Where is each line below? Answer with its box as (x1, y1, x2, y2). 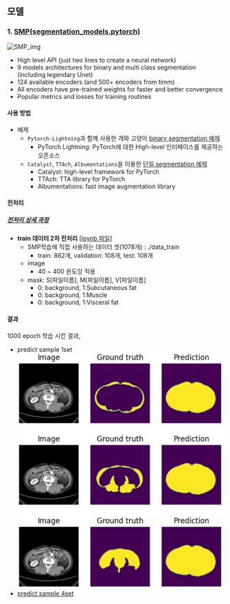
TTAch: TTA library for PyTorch (37, 175, 126, 183)
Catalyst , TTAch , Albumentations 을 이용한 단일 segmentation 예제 (27, 159, 207, 168)
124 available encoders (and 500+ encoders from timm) (16, 78, 175, 86)
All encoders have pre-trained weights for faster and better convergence (16, 85, 223, 93)
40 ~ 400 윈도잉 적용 (37, 267, 96, 276)
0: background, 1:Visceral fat (37, 298, 119, 306)
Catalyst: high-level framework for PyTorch (37, 167, 160, 176)
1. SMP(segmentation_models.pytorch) (7, 27, 141, 36)
